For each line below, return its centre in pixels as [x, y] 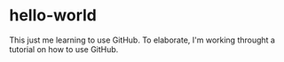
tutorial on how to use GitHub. [64, 49]
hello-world [53, 15]
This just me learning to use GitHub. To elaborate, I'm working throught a [142, 40]
